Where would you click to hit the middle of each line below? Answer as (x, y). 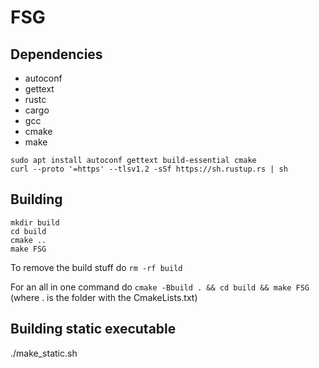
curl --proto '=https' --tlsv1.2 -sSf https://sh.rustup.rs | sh (149, 169)
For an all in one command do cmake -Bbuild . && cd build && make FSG (160, 287)
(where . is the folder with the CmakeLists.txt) (104, 297)
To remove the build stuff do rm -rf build (96, 267)
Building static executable (93, 329)
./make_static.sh (44, 353)
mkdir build (35, 222)
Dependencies (56, 54)
